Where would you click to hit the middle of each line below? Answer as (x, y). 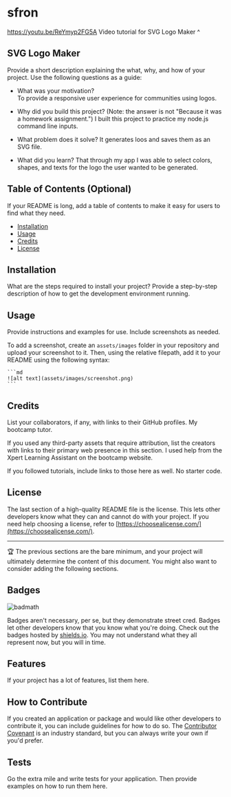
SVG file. (30, 147)
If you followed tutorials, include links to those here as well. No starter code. (114, 471)
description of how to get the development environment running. (99, 293)
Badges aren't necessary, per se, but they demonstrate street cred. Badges (114, 620)
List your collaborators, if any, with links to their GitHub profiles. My (102, 422)
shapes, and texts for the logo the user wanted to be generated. (107, 167)
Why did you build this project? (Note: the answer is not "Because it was (119, 111)
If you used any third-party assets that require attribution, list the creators (111, 443)
